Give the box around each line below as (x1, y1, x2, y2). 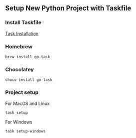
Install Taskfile (5, 19, 41, 26)
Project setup (5, 89, 38, 96)
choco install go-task (5, 77, 52, 82)
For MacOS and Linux (5, 100, 50, 106)
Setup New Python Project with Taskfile (5, 4, 131, 13)
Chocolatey (5, 66, 34, 73)
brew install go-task (5, 54, 50, 59)
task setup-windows (5, 128, 46, 133)
